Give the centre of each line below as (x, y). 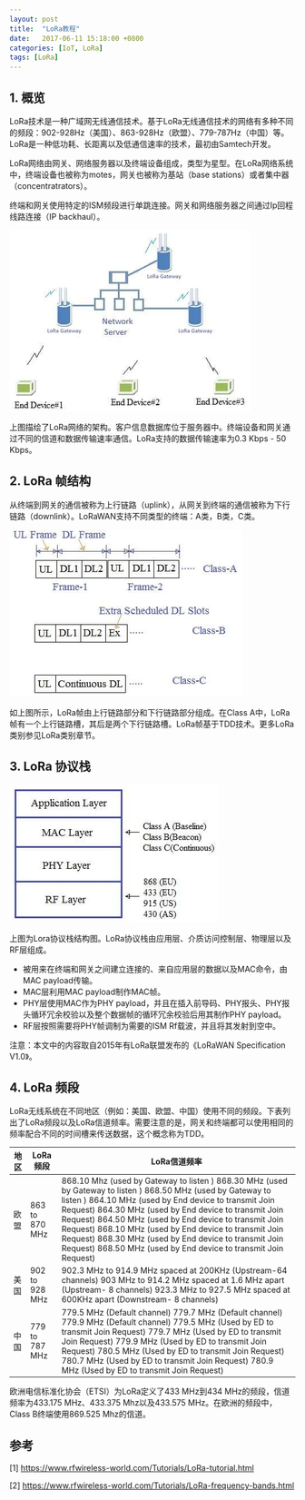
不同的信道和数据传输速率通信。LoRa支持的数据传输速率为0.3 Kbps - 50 (152, 438)
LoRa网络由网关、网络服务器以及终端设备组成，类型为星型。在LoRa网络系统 (152, 163)
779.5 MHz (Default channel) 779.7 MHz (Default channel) (172, 1312)
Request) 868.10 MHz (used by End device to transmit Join (172, 1229)
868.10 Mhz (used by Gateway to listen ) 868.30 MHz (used (174, 1181)
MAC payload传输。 (60, 980)
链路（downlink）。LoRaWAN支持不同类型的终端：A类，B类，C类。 (135, 516)
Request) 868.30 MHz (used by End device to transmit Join (172, 1238)
